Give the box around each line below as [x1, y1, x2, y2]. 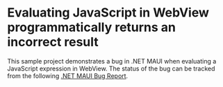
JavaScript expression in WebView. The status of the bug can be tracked [7, 64, 215, 72]
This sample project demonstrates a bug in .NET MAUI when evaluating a [7, 57, 217, 65]
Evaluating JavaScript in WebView [7, 5, 210, 21]
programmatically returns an [7, 19, 176, 35]
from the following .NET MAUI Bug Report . [7, 71, 129, 80]
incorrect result [7, 35, 99, 50]
